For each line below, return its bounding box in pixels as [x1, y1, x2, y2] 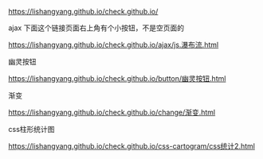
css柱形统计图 [8, 125, 55, 134]
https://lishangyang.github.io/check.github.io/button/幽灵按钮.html [8, 74, 226, 83]
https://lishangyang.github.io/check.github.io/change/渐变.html [8, 107, 216, 117]
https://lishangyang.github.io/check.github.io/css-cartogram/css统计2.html [8, 142, 255, 150]
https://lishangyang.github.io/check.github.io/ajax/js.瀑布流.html [8, 40, 219, 49]
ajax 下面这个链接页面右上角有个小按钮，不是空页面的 [8, 23, 185, 33]
